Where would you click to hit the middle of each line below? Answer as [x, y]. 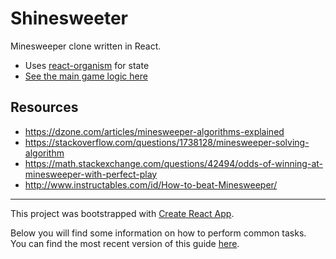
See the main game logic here [86, 76]
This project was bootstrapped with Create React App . [122, 213]
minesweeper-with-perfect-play [91, 174]
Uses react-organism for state [87, 65]
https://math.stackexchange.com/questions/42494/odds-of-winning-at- [173, 163]
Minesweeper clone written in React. [86, 46]
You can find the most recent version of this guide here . [125, 243]
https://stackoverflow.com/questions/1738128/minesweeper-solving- [167, 142]
